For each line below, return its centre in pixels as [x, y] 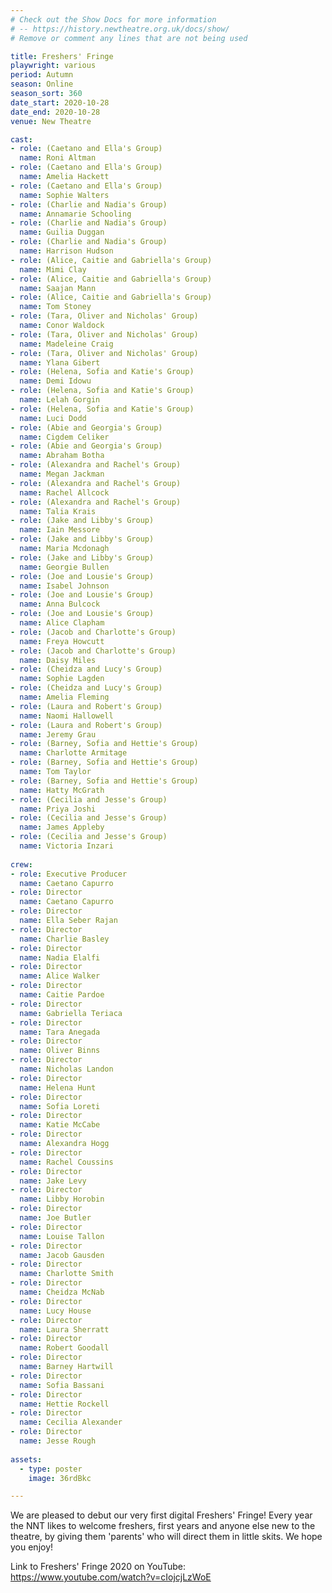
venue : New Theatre [51, 121]
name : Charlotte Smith [66, 1274]
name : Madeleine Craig [66, 344]
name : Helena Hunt [58, 1087]
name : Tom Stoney [55, 307]
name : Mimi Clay [53, 269]
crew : [21, 864]
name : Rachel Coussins [66, 1162]
